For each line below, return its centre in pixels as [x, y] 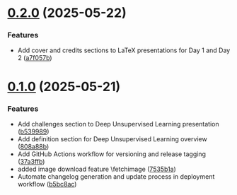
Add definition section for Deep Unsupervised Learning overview [112, 138]
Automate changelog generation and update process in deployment [116, 176]
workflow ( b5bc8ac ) [47, 184]
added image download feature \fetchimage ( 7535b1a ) [97, 169]
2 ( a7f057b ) [35, 58]
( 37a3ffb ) [31, 161]
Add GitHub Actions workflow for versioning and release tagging [112, 154]
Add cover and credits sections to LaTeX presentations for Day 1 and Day [124, 50]
